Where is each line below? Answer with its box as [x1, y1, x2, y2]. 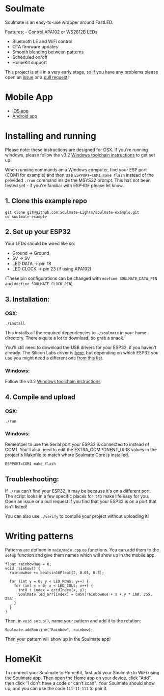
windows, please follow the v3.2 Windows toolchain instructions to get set [5, 152, 156, 158]
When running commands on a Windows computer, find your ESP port [5, 166, 147, 173]
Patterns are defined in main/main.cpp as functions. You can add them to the [5, 547, 160, 553]
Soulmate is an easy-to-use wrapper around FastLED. [5, 19, 113, 25]
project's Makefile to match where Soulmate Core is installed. [5, 452, 129, 458]
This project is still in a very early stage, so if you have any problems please [5, 69, 159, 75]
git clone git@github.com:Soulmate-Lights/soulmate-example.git [5, 210, 139, 215]
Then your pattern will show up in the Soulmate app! [5, 636, 111, 642]
